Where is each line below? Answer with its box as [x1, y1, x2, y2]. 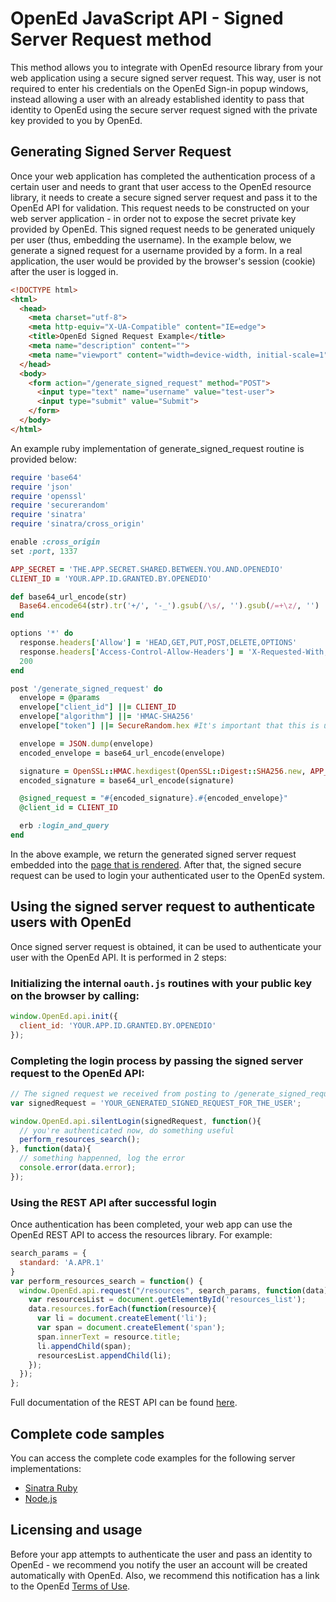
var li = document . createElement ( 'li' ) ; [36, 1313, 208, 1324]
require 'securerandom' [10, 500, 110, 511]
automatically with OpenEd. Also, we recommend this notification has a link [10, 1569, 320, 1581]
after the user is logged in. [10, 265, 119, 277]
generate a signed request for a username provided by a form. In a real [10, 244, 303, 256]
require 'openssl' [10, 491, 87, 501]
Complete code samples [10, 1425, 165, 1442]
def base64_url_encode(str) [10, 592, 128, 602]
